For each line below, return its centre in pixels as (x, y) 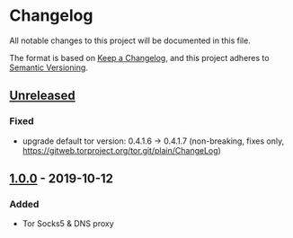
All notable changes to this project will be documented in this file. (130, 40)
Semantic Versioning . (49, 67)
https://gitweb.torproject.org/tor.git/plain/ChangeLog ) (122, 150)
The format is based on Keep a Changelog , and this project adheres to (139, 57)
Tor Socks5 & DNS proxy (68, 224)
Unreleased (43, 96)
